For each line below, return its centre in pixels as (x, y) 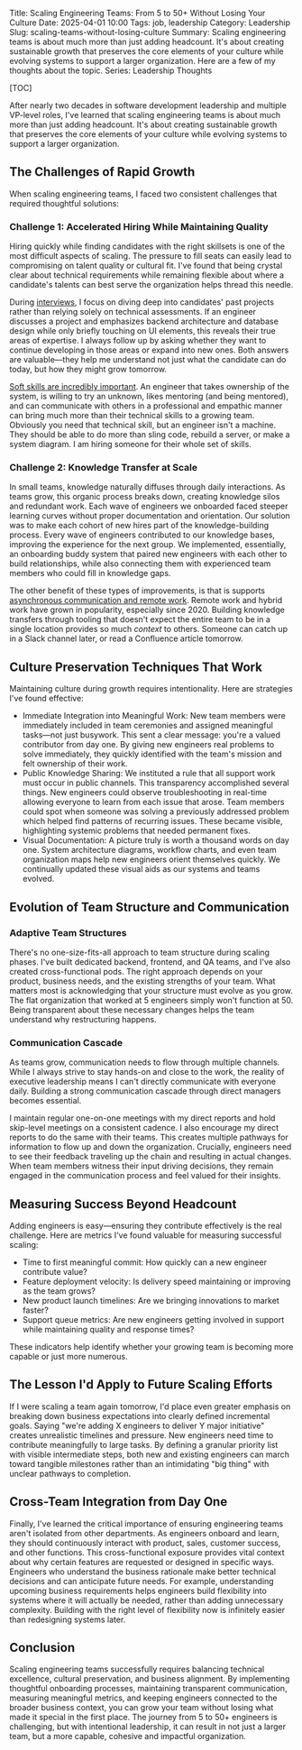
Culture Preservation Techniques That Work (136, 667)
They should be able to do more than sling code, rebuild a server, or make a (150, 435)
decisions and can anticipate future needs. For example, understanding (142, 1580)
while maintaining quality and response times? (108, 1330)
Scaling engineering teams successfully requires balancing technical (137, 1669)
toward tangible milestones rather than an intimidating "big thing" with (139, 1463)
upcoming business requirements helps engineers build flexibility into (138, 1590)
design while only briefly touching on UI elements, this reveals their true (143, 331)
